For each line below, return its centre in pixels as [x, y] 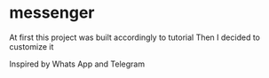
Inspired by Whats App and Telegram [77, 64]
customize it [32, 46]
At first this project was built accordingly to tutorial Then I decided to [134, 37]
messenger [52, 13]
